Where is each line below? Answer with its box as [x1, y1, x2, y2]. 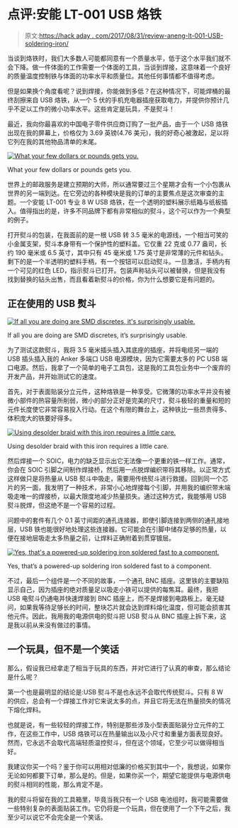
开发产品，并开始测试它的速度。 [7, 372, 101, 381]
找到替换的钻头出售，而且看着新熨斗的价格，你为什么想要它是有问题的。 [7, 275, 218, 283]
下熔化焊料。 [7, 705, 45, 714]
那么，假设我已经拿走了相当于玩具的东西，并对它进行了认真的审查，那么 [7, 663, 218, 672]
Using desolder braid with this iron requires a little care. [7, 442, 169, 450]
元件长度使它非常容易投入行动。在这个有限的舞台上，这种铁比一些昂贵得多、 [7, 405, 231, 413]
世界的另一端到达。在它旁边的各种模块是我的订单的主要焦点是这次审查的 [7, 189, 218, 197]
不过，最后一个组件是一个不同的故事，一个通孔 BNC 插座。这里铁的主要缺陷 [7, 576, 229, 584]
